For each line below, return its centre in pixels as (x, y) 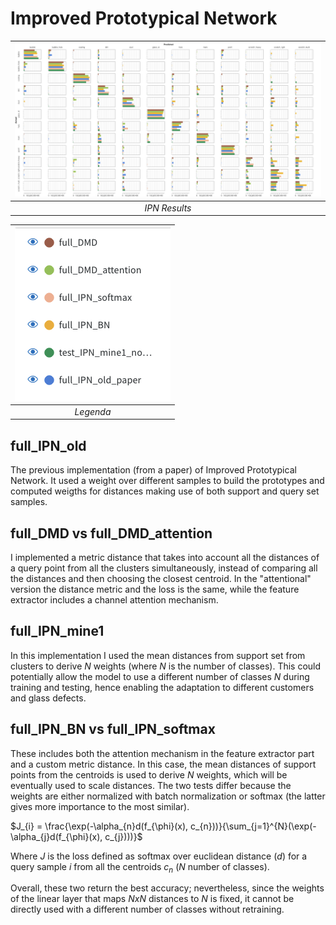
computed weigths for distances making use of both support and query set (165, 491)
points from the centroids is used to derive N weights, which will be (149, 774)
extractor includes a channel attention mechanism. (114, 600)
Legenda (93, 411)
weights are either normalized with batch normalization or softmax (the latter (168, 796)
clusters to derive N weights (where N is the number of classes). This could (166, 666)
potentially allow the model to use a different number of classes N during (160, 676)
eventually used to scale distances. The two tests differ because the (151, 785)
